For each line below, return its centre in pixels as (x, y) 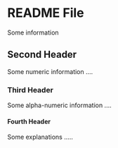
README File (46, 13)
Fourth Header (29, 121)
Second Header (42, 55)
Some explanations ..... (40, 137)
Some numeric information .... (50, 71)
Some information (33, 32)
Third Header (31, 90)
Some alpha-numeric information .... (60, 105)
